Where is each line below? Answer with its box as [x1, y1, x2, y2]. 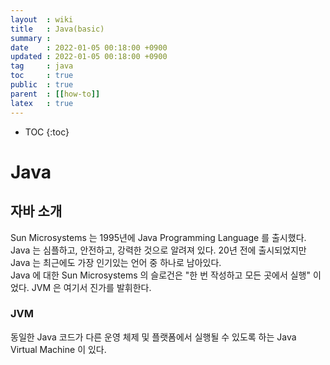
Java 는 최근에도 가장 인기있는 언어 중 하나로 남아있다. [10, 256, 222, 268]
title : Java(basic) [10, 24, 105, 34]
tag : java [10, 61, 74, 71]
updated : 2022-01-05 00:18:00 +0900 [10, 52, 168, 62]
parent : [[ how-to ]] [10, 89, 101, 99]
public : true [10, 80, 74, 90]
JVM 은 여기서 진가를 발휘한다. [31, 281, 152, 293]
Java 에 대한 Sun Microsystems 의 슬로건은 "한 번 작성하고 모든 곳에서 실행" [10, 269, 311, 281]
